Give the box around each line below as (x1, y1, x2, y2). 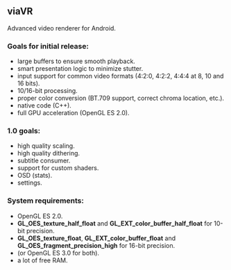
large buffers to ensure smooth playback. (17, 57, 135, 65)
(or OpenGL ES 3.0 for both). (17, 248, 99, 257)
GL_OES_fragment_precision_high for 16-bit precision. (17, 241, 176, 249)
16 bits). (17, 79, 40, 87)
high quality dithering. (17, 149, 80, 158)
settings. (17, 178, 43, 187)
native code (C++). (17, 101, 71, 110)
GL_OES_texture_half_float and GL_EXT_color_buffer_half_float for (17, 219, 213, 228)
